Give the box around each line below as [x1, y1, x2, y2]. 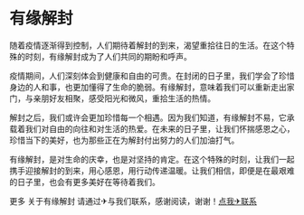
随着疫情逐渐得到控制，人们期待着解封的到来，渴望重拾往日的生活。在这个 [9, 40, 287, 51]
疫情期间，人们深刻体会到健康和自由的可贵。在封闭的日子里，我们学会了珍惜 [9, 70, 295, 81]
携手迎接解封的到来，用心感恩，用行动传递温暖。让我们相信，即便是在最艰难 [9, 164, 295, 176]
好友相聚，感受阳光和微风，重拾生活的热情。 [48, 92, 215, 104]
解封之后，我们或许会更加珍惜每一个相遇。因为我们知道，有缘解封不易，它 [9, 112, 287, 123]
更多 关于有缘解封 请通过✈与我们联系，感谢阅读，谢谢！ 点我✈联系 [9, 195, 258, 206]
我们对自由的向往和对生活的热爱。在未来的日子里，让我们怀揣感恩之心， [24, 123, 295, 134]
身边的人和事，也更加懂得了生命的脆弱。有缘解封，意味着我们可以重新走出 [9, 81, 287, 92]
